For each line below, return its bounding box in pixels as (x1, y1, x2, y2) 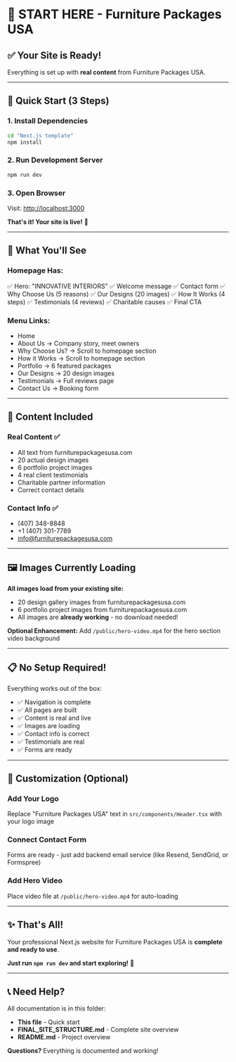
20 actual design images (17, 456, 89, 464)
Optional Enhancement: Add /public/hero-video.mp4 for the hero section (7, 626, 221, 635)
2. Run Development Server (7, 155, 103, 165)
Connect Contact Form (7, 835, 86, 844)
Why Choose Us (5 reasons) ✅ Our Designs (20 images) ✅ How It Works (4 (7, 289, 225, 298)
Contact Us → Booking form (17, 384, 99, 392)
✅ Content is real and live (17, 713, 91, 722)
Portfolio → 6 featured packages (17, 361, 112, 370)
